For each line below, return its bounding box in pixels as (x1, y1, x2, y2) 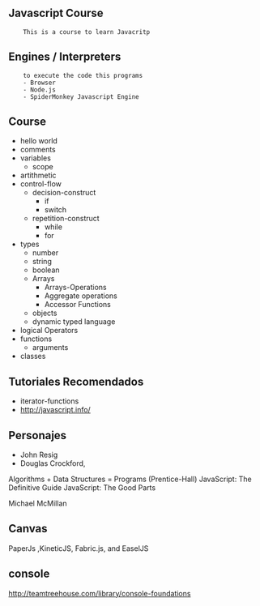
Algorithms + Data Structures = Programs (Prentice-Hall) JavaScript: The (8, 474, 253, 484)
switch (44, 205, 67, 215)
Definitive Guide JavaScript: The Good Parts (8, 483, 156, 493)
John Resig (19, 450, 58, 460)
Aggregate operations (44, 291, 117, 301)
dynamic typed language (32, 317, 116, 326)
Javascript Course (8, 6, 104, 20)
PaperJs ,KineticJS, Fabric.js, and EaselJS (8, 543, 149, 553)
